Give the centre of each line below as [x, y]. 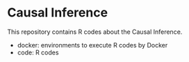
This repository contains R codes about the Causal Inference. [95, 32]
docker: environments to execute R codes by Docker [92, 45]
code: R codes [38, 52]
